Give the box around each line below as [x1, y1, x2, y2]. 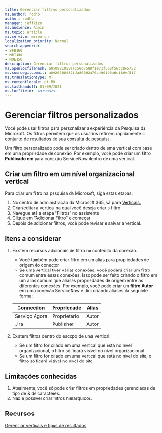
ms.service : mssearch [5, 35, 49, 39]
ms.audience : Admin [5, 25, 45, 30]
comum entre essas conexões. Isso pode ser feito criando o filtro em [19, 272, 157, 278]
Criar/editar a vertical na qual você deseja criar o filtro [12, 205, 121, 211]
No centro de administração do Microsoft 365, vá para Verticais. [12, 200, 141, 206]
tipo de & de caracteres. [12, 390, 61, 396]
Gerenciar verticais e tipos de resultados [5, 422, 87, 428]
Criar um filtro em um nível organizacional [5, 170, 135, 178]
